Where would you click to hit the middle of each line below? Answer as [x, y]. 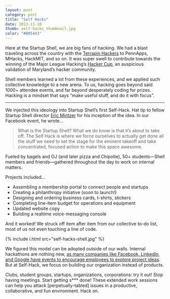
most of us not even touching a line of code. [51, 229]
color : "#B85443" [24, 33]
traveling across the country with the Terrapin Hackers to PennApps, [77, 53]
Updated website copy [36, 209]
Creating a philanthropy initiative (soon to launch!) [65, 192]
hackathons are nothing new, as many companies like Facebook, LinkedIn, [83, 254]
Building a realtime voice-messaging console [59, 214]
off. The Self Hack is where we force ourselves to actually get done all [91, 136]
